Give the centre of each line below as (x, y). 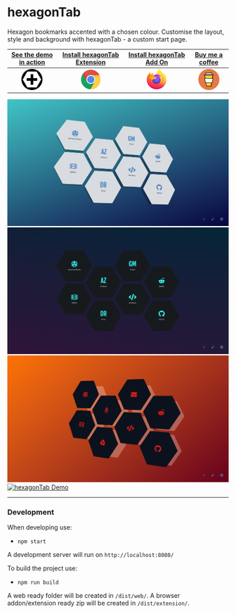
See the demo (32, 55)
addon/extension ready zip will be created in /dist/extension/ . (98, 603)
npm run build (38, 583)
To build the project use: (42, 568)
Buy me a (209, 55)
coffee (209, 62)
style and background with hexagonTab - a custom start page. (97, 39)
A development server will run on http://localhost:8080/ (91, 555)
